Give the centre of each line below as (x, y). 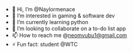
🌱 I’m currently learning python (50, 22)
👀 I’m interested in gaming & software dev (63, 16)
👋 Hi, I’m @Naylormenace (43, 9)
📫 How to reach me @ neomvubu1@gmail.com (69, 35)
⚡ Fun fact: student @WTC (45, 44)
